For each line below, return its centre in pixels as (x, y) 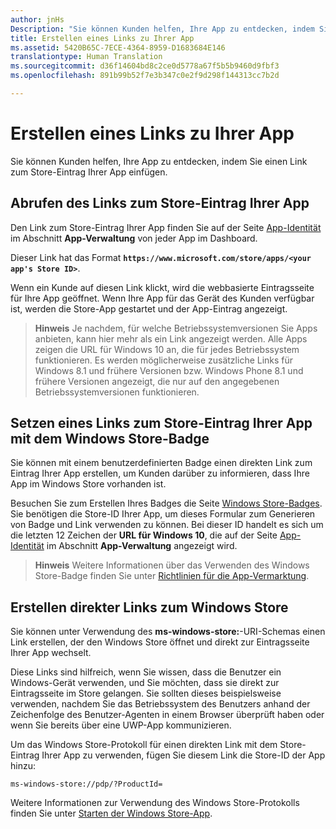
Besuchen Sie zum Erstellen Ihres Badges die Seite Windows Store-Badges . (166, 503)
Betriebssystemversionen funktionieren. (117, 392)
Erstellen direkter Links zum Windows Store (149, 607)
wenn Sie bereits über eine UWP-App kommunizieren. (121, 725)
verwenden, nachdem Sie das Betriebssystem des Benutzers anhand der (160, 704)
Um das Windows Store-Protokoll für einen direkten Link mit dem (144, 745)
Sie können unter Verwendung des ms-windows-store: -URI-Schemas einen (168, 632)
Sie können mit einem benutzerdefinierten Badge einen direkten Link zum (161, 463)
